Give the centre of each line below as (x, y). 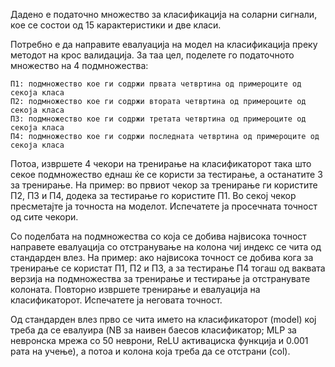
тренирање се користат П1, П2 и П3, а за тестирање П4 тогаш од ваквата (168, 268)
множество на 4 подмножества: (79, 65)
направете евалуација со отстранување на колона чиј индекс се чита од (166, 247)
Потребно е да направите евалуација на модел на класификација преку (164, 44)
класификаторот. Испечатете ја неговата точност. (116, 300)
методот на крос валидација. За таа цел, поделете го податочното (152, 55)
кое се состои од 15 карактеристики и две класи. (116, 25)
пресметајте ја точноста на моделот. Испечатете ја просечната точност (164, 206)
